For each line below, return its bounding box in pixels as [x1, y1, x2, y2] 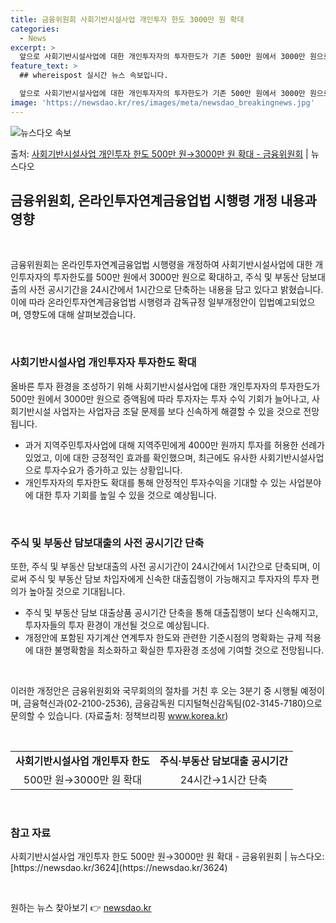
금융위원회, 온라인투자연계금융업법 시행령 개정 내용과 [10, 192, 317, 210]
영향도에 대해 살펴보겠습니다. [23, 309, 137, 321]
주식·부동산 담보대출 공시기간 [159, 754, 288, 768]
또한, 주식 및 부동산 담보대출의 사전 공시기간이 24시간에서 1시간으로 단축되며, [10, 561, 310, 573]
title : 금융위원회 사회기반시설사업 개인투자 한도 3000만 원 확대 [10, 14, 245, 25]
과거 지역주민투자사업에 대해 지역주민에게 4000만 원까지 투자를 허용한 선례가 [24, 439, 325, 451]
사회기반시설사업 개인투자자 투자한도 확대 [10, 356, 197, 370]
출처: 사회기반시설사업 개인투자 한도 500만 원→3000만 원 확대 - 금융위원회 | [10, 147, 309, 160]
